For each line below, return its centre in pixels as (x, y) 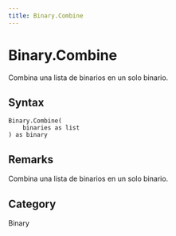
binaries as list (51, 128)
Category (32, 204)
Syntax (26, 102)
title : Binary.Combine (46, 16)
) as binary (28, 135)
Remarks (31, 160)
